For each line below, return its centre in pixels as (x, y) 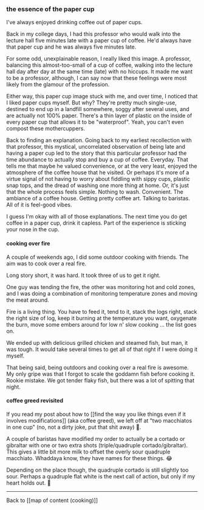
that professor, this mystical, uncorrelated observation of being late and (96, 147)
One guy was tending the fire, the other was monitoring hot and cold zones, (101, 287)
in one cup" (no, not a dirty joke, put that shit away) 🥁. (74, 427)
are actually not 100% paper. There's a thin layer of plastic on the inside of (99, 116)
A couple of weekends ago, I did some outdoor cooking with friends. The (98, 257)
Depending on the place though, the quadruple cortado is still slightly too (97, 470)
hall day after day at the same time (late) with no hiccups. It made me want (100, 72)
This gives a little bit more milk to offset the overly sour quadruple (88, 452)
